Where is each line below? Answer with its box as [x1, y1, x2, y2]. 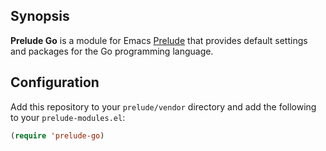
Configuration [10, 74, 100, 91]
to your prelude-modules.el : [10, 111, 126, 123]
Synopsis [10, 8, 70, 25]
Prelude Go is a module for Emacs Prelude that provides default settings [10, 34, 308, 46]
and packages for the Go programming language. [10, 45, 214, 57]
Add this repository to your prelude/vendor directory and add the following [10, 100, 317, 113]
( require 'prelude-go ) [10, 130, 105, 141]
